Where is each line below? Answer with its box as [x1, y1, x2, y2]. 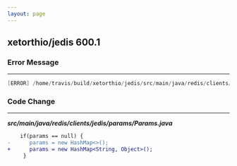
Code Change [7, 96, 56, 106]
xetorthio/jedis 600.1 [7, 37, 101, 49]
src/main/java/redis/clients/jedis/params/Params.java [7, 119, 173, 127]
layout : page [7, 10, 46, 18]
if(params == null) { [20, 133, 83, 140]
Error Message [7, 57, 59, 67]
